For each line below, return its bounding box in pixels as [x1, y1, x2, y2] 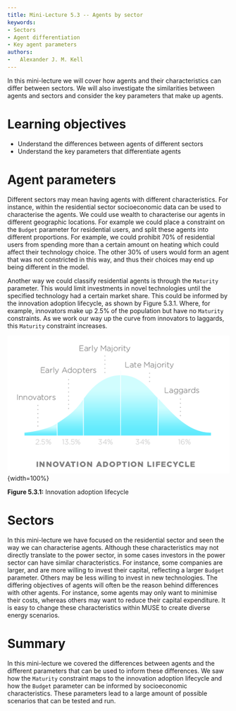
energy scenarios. [7, 611, 60, 619]
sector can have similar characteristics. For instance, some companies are [7, 558, 223, 567]
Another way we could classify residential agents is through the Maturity [7, 276, 218, 285]
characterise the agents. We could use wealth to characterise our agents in [7, 210, 225, 218]
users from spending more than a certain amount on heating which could [7, 240, 220, 249]
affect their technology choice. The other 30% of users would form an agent [7, 247, 229, 256]
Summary [7, 636, 66, 652]
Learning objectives [7, 117, 127, 132]
